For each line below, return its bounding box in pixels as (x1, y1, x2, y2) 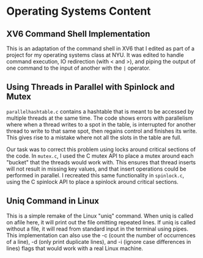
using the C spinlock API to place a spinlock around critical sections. (6, 178, 179, 185)
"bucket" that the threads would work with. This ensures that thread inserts (6, 158, 196, 166)
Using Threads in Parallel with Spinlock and (6, 82, 175, 92)
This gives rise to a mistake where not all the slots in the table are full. (6, 133, 182, 141)
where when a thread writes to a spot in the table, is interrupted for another (6, 120, 196, 128)
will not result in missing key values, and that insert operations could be (6, 165, 186, 172)
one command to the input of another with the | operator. (6, 64, 151, 72)
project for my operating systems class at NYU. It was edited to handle (6, 51, 185, 59)
